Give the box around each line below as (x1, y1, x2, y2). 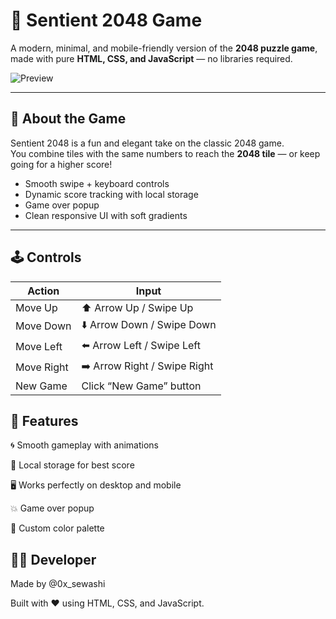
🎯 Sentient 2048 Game (10, 9, 203, 32)
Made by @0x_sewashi (10, 578, 106, 590)
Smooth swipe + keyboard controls (24, 177, 170, 189)
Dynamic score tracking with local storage (24, 188, 199, 200)
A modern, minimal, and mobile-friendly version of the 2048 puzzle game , (10, 42, 318, 54)
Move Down (15, 319, 72, 333)
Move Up (15, 300, 58, 314)
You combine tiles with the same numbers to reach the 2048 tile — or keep (10, 147, 321, 159)
